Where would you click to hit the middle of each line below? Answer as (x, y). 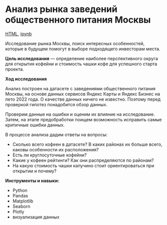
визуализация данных (36, 217)
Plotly (18, 211)
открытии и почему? (34, 171)
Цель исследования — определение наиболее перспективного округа (82, 58)
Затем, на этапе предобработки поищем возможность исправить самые (83, 119)
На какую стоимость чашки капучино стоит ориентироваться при (83, 165)
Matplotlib (23, 201)
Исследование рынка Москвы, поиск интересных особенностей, (75, 43)
